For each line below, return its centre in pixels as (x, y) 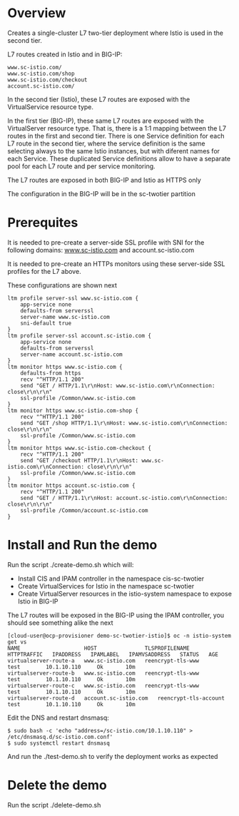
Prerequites (43, 223)
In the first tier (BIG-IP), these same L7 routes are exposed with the (106, 121)
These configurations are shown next (62, 285)
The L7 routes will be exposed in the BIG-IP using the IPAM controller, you (116, 615)
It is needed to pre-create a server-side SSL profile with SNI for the (106, 242)
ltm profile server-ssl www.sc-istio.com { (73, 298)
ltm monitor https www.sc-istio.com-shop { (73, 410)
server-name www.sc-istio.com (65, 317)
